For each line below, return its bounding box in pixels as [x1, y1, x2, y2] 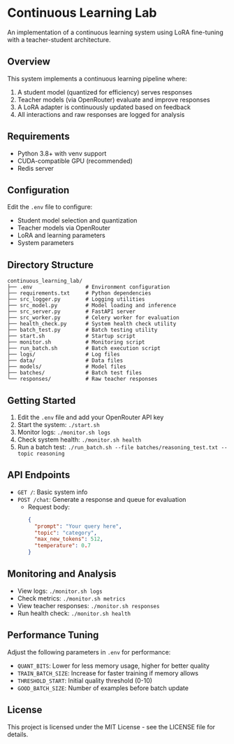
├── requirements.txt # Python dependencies [7, 290, 152, 297]
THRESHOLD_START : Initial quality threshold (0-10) [17, 676, 152, 685]
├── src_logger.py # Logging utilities [7, 296, 145, 303]
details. [7, 730, 29, 738]
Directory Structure [7, 259, 94, 271]
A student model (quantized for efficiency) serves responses [17, 87, 193, 96]
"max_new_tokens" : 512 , [34, 535, 103, 543]
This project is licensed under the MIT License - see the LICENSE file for [7, 722, 215, 731]
